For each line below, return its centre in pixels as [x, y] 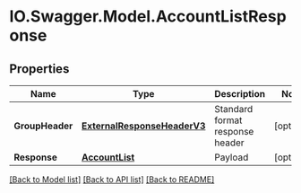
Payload [232, 157]
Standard [234, 109]
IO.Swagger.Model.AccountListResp [148, 17]
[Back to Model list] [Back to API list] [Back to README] [112, 180]
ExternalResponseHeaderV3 [144, 126]
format [228, 120]
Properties [39, 69]
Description [240, 94]
